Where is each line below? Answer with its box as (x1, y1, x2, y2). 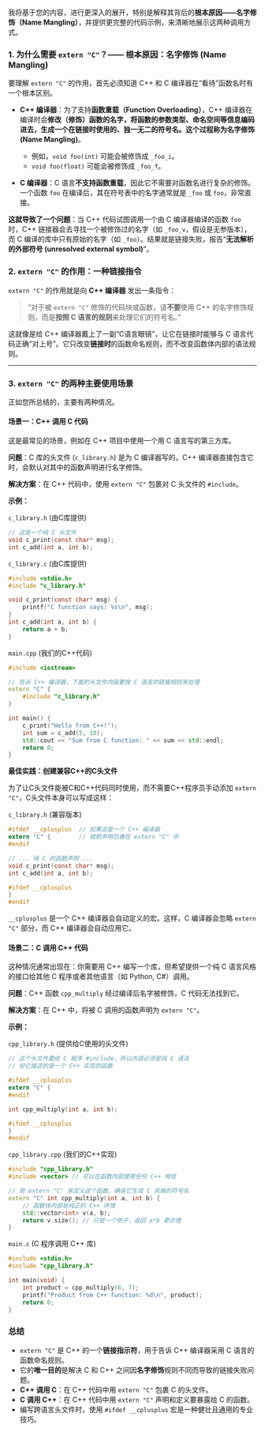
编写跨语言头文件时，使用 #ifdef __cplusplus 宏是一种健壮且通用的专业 (19, 1404, 254, 1414)
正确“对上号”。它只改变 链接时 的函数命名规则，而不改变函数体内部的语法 (14, 339, 250, 348)
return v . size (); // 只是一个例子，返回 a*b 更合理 (22, 1216, 181, 1224)
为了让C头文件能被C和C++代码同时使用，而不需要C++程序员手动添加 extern (8, 783, 256, 793)
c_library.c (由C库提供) (8, 559, 88, 568)
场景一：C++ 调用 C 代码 (8, 416, 88, 426)
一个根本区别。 (8, 88, 57, 98)
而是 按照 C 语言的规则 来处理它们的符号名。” (41, 312, 181, 322)
